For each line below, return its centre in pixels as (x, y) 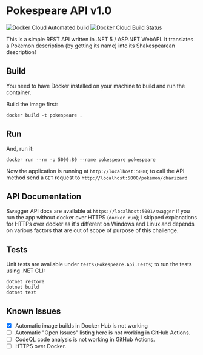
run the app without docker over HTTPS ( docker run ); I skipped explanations (102, 218)
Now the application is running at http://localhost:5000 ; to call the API (95, 171)
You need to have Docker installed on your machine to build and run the (96, 86)
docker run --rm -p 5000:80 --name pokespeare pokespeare (81, 160)
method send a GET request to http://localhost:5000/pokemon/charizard (97, 177)
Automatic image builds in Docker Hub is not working (82, 326)
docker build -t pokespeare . (45, 115)
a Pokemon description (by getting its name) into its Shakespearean (91, 46)
